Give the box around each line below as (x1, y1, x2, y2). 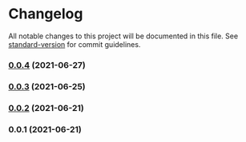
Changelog (8, 5, 83, 23)
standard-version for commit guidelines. (8, 39, 141, 49)
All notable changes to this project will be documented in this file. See (8, 31, 239, 41)
